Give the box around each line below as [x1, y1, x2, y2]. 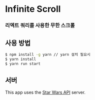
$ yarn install [5, 57, 36, 62]
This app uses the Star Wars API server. [5, 90, 86, 96]
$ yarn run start [5, 61, 41, 66]
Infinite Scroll [5, 3, 61, 15]
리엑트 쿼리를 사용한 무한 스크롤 [5, 22, 75, 29]
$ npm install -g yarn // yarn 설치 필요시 [5, 52, 91, 57]
